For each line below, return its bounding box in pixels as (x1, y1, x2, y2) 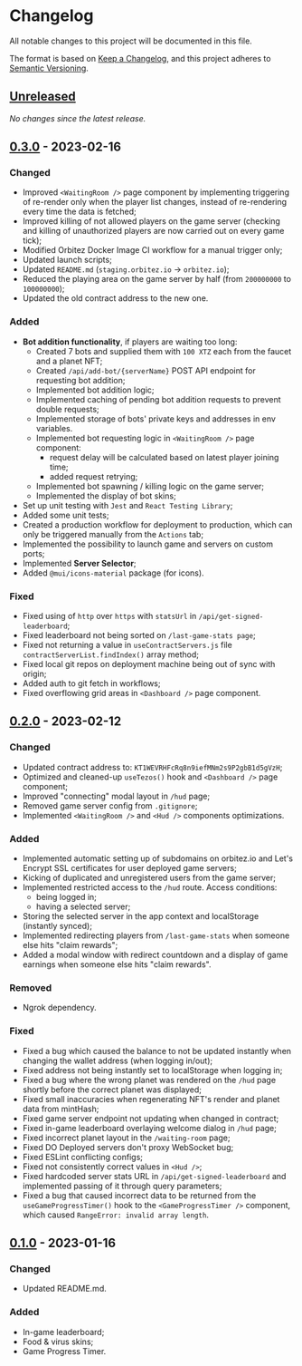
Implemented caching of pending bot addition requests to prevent (35, 393, 282, 404)
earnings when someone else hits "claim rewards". (22, 959, 212, 970)
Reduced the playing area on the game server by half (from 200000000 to (22, 274, 292, 285)
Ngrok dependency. (22, 1003, 97, 1013)
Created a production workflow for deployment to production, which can (22, 518, 293, 530)
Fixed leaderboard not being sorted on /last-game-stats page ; (22, 630, 256, 641)
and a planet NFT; (35, 355, 103, 366)
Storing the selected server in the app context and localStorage (22, 911, 260, 922)
